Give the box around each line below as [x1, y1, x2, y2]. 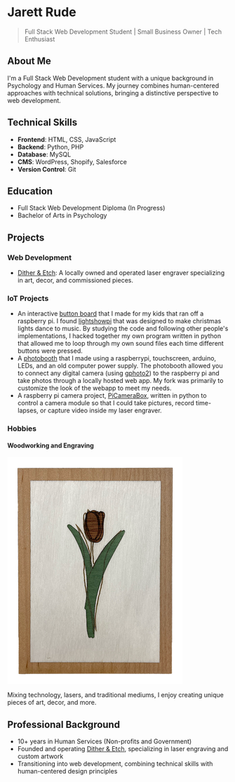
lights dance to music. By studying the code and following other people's [17, 324, 229, 333]
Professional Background [7, 718, 121, 730]
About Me [7, 55, 51, 67]
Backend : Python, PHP [17, 142, 84, 151]
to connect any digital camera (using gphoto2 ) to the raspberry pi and [17, 369, 220, 377]
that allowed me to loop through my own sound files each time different [17, 339, 224, 348]
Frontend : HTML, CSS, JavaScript [17, 135, 116, 144]
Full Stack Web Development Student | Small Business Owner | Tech [24, 27, 222, 36]
